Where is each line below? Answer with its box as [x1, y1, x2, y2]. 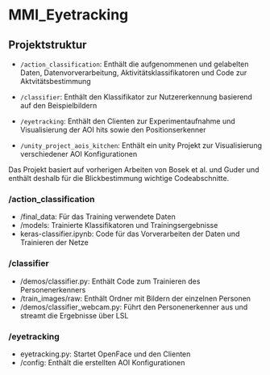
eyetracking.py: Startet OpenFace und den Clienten [19, 349, 191, 359]
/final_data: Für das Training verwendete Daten [19, 212, 176, 221]
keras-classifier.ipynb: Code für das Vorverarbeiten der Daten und [19, 229, 240, 239]
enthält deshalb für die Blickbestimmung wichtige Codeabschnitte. [8, 174, 230, 183]
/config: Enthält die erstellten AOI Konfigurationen [19, 357, 185, 367]
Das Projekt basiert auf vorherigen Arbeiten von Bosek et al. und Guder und [8, 165, 260, 175]
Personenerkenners [19, 284, 86, 294]
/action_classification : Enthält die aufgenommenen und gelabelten [19, 59, 249, 69]
